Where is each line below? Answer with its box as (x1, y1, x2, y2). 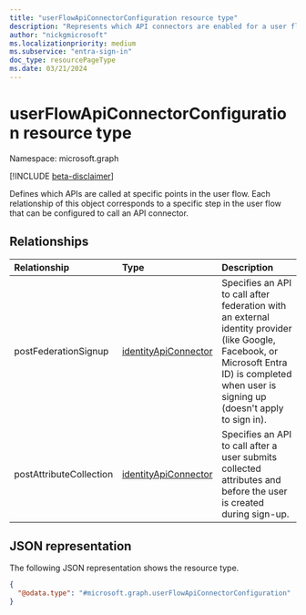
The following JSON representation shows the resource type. (9, 562, 240, 574)
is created (221, 496, 264, 508)
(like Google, (221, 333, 276, 346)
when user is (221, 379, 277, 392)
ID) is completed (221, 367, 292, 380)
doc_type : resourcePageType (9, 56, 117, 65)
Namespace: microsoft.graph (9, 152, 119, 164)
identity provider (221, 322, 292, 334)
